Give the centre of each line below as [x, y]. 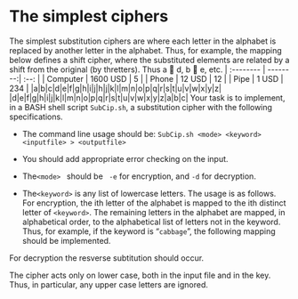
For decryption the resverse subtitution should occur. [107, 258]
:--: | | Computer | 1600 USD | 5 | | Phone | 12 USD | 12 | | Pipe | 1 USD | [153, 78]
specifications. [36, 117]
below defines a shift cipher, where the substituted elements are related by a [149, 60]
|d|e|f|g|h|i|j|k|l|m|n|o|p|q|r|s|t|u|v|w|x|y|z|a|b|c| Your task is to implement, [147, 97]
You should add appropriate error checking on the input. [125, 158]
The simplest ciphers [89, 16]
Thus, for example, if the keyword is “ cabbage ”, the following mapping [149, 231]
